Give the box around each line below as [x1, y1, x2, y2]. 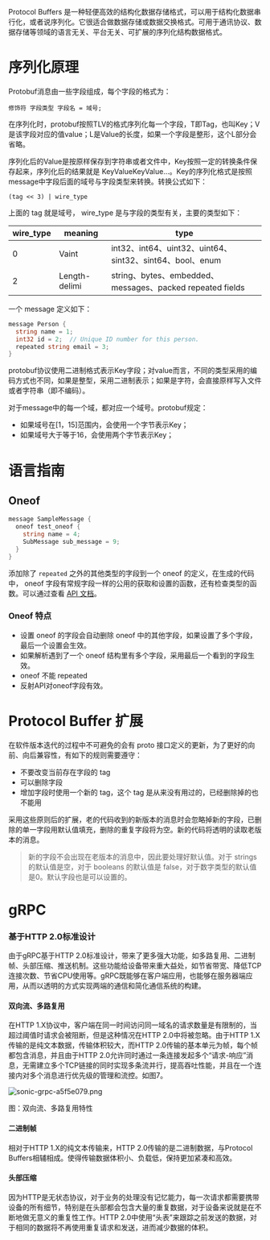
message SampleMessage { [8, 515, 92, 524]
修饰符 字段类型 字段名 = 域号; [8, 104, 102, 112]
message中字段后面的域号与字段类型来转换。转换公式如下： [8, 176, 207, 186]
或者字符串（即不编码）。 [8, 386, 90, 396]
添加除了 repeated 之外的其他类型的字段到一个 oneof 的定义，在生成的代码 [8, 568, 255, 578]
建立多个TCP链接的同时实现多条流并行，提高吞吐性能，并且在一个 [35, 1060, 255, 1070]
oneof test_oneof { [15, 523, 81, 531]
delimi [59, 280, 82, 292]
